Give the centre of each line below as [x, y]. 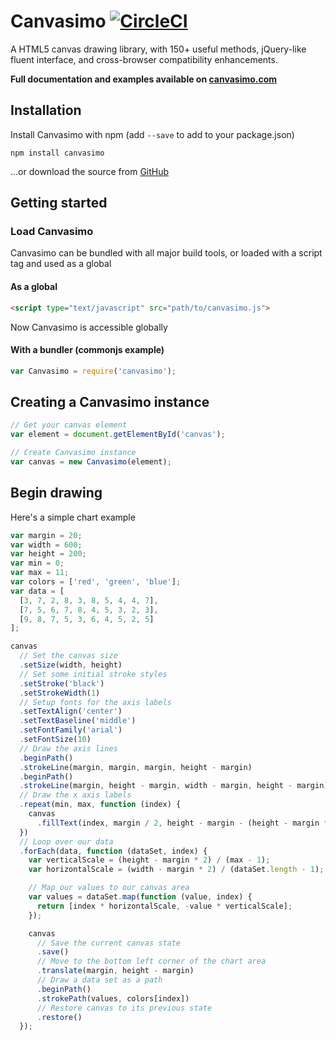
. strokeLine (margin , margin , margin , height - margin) [136, 767]
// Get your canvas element [69, 425]
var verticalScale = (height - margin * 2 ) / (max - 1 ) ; [149, 860]
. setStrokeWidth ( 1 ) [60, 693]
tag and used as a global [61, 264]
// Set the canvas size [68, 656]
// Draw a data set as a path [99, 980]
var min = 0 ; [37, 563]
